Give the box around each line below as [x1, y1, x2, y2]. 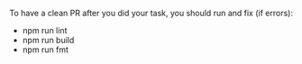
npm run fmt [22, 44, 69, 55]
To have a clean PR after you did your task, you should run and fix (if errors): [9, 8, 293, 18]
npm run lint [22, 25, 68, 35]
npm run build [22, 35, 75, 45]
